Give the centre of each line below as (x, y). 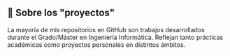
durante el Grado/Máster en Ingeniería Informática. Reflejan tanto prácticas (115, 37)
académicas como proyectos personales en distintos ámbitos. (96, 44)
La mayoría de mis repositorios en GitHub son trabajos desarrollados (106, 29)
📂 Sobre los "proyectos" (61, 13)
